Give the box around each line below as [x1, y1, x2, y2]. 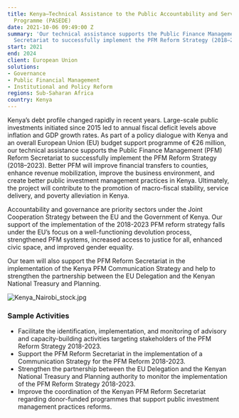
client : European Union [7, 57, 78, 64]
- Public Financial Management [7, 76, 100, 84]
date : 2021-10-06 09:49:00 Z [7, 23, 94, 31]
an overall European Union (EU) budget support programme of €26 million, [7, 139, 226, 146]
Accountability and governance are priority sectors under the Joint [7, 205, 203, 213]
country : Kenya [7, 97, 53, 104]
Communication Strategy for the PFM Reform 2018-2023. [17, 357, 186, 366]
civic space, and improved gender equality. [7, 243, 134, 251]
